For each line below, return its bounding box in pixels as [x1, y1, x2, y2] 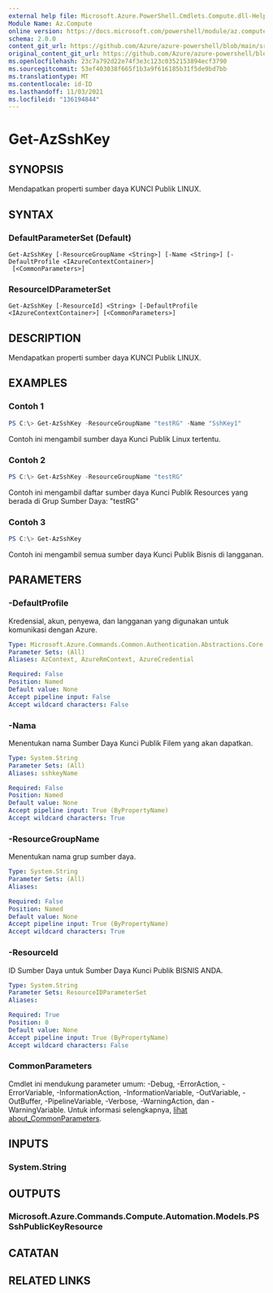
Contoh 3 [8, 516, 46, 527]
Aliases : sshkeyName [8, 769, 79, 777]
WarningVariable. [8, 1104, 67, 1115]
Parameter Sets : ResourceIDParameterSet [8, 989, 148, 997]
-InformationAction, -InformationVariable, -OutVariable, [56, 1087, 241, 1097]
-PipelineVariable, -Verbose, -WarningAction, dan [44, 1096, 210, 1106]
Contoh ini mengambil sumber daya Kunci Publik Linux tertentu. [8, 434, 221, 443]
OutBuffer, [8, 1096, 43, 1106]
